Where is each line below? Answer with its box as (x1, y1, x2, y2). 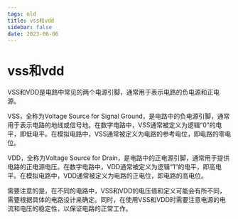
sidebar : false (7, 23, 53, 31)
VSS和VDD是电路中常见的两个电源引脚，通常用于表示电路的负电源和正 (7, 88, 214, 97)
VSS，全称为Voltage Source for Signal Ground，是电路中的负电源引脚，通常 (7, 112, 230, 121)
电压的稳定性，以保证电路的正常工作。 (19, 204, 132, 213)
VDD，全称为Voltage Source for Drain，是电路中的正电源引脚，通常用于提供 (7, 154, 230, 162)
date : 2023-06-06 (7, 30, 59, 38)
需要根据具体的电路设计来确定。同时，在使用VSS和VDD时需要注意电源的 (7, 196, 220, 204)
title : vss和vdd (7, 17, 55, 24)
